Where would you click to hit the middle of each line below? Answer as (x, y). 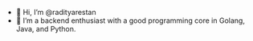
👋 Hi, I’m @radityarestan (56, 12)
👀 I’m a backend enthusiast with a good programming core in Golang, (130, 20)
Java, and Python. (46, 29)
